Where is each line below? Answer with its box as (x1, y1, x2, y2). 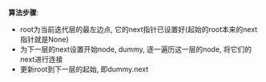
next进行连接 (19, 55, 63, 64)
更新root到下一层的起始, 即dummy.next (19, 64, 149, 74)
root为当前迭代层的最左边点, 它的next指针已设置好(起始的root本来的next (19, 25, 258, 34)
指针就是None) (19, 35, 70, 44)
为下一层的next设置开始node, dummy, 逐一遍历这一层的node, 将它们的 (19, 45, 252, 54)
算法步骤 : (8, 8, 39, 17)
